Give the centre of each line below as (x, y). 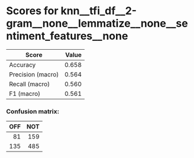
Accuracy (22, 65)
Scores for (32, 11)
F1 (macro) (25, 93)
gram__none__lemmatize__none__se (97, 23)
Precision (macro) (34, 74)
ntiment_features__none (67, 36)
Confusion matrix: (33, 111)
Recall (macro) (30, 84)
